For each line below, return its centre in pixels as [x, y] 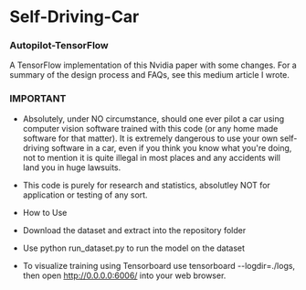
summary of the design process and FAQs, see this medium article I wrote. [150, 75]
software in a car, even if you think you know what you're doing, [172, 147]
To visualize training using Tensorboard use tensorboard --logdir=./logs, [158, 265]
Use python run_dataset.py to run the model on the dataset [133, 248]
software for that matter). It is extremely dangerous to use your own [150, 138]
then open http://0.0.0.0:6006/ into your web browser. [124, 275]
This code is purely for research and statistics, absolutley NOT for [147, 185]
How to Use [45, 212]
